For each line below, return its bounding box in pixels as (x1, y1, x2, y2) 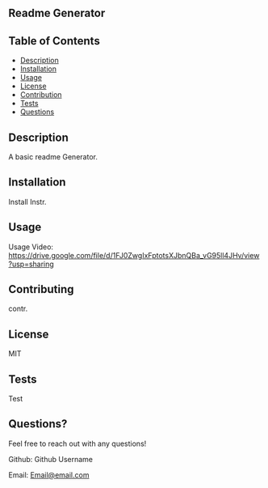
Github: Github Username (8, 454, 94, 464)
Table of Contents (8, 34, 101, 48)
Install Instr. (8, 197, 47, 206)
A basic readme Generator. (8, 152, 98, 162)
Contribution (19, 90, 62, 100)
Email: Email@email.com (8, 469, 90, 480)
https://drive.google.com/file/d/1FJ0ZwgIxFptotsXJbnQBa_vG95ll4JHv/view (8, 250, 260, 260)
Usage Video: (8, 242, 54, 252)
